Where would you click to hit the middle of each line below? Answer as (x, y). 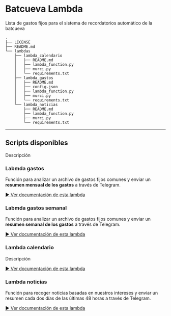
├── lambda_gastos (34, 78)
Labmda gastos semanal (36, 208)
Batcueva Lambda (44, 9)
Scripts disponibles (37, 143)
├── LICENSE (18, 42)
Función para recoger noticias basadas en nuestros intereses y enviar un (82, 293)
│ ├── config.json (36, 87)
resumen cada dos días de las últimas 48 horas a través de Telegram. (78, 298)
